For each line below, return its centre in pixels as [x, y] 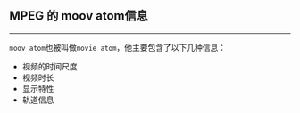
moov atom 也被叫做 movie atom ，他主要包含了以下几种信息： [118, 47]
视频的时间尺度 [50, 66]
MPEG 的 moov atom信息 [79, 16]
